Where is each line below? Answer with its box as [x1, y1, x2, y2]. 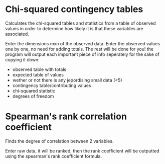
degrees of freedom [12, 93, 54, 99]
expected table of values [12, 71, 64, 77]
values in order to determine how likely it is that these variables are [5, 25, 144, 31]
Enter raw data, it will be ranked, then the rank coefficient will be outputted [5, 147, 159, 154]
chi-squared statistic [12, 88, 55, 94]
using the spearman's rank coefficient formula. [5, 153, 102, 159]
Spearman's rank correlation [5, 111, 127, 122]
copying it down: [5, 56, 40, 62]
